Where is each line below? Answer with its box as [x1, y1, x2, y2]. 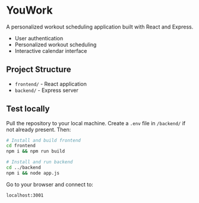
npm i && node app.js [6, 170, 60, 176]
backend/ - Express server [14, 87, 79, 94]
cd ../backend [6, 164, 42, 171]
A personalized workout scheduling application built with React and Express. [6, 23, 194, 30]
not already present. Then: [6, 126, 71, 133]
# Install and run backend [6, 159, 73, 165]
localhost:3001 [6, 192, 44, 198]
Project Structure [6, 65, 71, 75]
